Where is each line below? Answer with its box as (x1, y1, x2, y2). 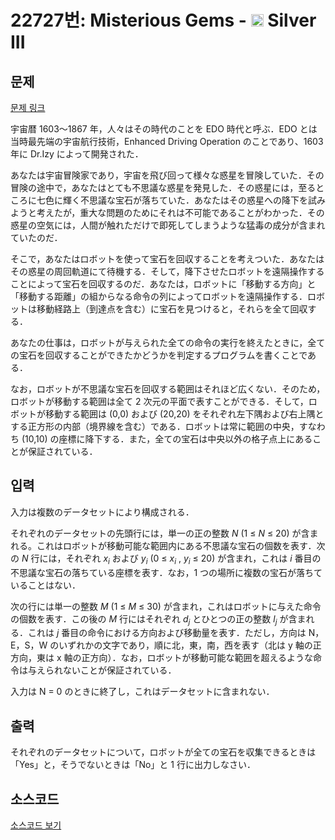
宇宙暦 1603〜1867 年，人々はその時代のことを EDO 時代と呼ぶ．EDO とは (10, 123, 318, 135)
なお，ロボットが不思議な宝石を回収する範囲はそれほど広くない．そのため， (10, 383, 326, 395)
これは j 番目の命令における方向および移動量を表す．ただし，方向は (27, 627, 307, 639)
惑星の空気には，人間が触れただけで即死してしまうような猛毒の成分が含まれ (10, 219, 326, 231)
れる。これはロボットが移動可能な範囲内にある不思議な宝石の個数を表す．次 (10, 539, 326, 551)
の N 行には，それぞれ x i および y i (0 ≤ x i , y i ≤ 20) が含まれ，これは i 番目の (10, 552, 322, 566)
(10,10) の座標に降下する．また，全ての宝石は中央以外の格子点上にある (21, 433, 313, 445)
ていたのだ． (10, 232, 63, 243)
